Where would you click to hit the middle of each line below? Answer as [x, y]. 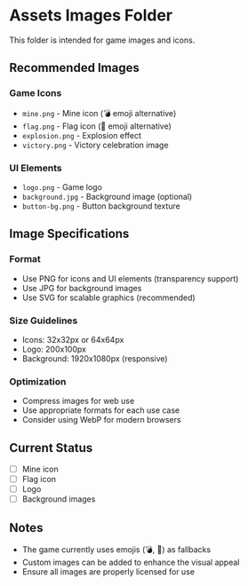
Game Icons [36, 93]
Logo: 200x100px [54, 349]
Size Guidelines [44, 321]
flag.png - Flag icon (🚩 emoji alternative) [96, 126]
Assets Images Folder [91, 16]
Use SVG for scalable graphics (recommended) [108, 297]
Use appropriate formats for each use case [101, 410]
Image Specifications [69, 234]
